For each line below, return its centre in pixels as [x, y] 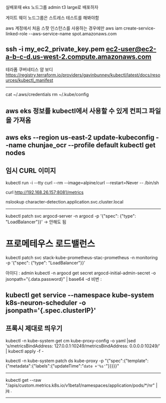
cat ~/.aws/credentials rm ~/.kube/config [47, 94]
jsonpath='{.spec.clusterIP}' [51, 310]
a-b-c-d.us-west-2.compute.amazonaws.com [79, 57]
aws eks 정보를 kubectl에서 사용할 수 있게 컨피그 [77, 111]
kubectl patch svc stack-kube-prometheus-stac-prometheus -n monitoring [82, 258]
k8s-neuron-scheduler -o [46, 303]
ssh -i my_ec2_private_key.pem [55, 49]
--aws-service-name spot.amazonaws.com [73, 34]
